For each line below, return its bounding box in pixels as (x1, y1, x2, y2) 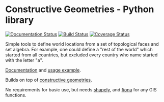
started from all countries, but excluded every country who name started (5, 52, 158, 58)
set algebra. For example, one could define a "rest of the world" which (5, 46, 153, 52)
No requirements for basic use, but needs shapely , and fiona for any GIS (5, 86, 157, 92)
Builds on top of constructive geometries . (5, 77, 92, 83)
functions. (5, 92, 26, 98)
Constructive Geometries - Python (5, 4, 154, 15)
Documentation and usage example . (5, 67, 81, 73)
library (5, 14, 34, 26)
